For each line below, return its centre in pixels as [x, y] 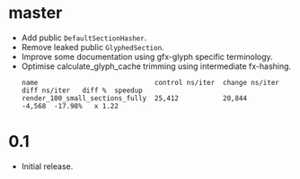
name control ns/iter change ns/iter [150, 82]
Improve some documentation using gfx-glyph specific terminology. [147, 56]
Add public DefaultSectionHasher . [84, 38]
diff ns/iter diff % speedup [82, 90]
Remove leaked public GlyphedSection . [93, 47]
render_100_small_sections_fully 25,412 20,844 [134, 98]
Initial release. [47, 166]
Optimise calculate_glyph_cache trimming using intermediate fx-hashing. [156, 66]
